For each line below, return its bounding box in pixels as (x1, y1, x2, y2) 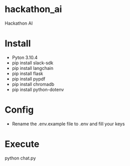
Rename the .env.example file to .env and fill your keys (12, 121, 125, 127)
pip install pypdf (12, 75, 46, 81)
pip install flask (12, 70, 44, 76)
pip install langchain (12, 65, 54, 71)
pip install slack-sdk (12, 59, 54, 66)
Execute (5, 138, 40, 149)
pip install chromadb (12, 81, 55, 87)
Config (5, 104, 34, 116)
